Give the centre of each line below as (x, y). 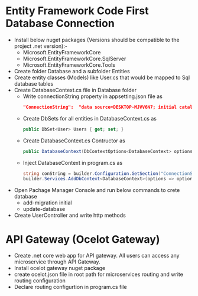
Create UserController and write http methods (70, 215)
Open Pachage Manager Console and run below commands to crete (97, 190)
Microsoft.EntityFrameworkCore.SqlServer (74, 58)
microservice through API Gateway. (57, 262)
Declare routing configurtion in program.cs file (71, 287)
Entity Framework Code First (77, 11)
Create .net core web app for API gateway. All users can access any (97, 256)
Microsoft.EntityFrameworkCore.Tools (69, 65)
